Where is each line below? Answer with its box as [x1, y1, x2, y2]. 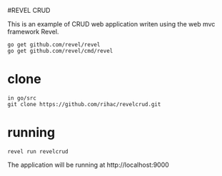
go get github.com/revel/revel [7, 41, 101, 48]
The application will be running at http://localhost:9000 [7, 160, 169, 169]
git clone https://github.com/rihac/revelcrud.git [7, 100, 161, 108]
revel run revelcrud [7, 147, 69, 155]
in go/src [7, 94, 37, 102]
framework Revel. [7, 28, 59, 36]
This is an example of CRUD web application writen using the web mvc [7, 20, 216, 28]
